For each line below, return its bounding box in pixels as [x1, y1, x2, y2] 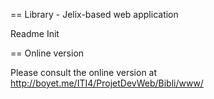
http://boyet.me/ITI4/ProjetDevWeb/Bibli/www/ [10, 77, 204, 89]
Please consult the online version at [10, 67, 158, 78]
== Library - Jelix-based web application [10, 9, 179, 20]
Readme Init [10, 28, 60, 39]
